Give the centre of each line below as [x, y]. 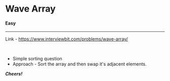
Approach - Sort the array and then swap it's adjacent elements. [79, 64]
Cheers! [14, 74]
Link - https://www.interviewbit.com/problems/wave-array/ [67, 39]
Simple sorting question [37, 59]
